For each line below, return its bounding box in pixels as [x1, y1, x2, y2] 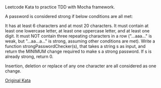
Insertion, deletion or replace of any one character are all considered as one [5, 63, 156, 69]
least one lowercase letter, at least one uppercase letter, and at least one [5, 28, 150, 33]
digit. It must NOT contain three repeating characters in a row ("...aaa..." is [5, 33, 152, 39]
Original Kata [5, 77, 31, 83]
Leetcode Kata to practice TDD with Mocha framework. [5, 4, 115, 10]
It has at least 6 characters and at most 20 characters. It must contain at [5, 23, 149, 29]
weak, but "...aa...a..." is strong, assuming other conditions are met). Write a [5, 38, 156, 44]
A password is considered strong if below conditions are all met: [5, 14, 133, 19]
